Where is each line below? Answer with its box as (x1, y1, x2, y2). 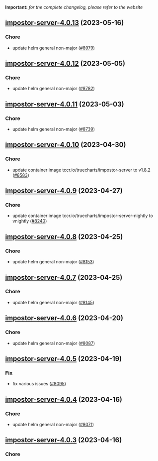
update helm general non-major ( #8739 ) (12, 126, 95, 132)
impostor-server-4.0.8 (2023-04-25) (5, 232, 123, 241)
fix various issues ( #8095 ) (12, 381, 66, 387)
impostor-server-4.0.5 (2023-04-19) (5, 354, 122, 363)
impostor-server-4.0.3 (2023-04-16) (5, 436, 122, 445)
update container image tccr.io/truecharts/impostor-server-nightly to (12, 213, 153, 219)
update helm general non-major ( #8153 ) (12, 259, 94, 265)
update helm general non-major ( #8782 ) (12, 86, 95, 92)
